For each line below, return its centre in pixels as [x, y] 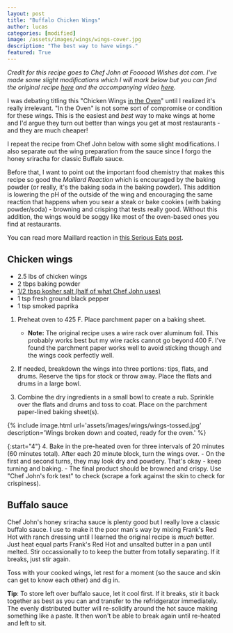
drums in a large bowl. [49, 383]
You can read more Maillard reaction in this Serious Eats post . [95, 237]
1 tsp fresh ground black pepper [63, 298]
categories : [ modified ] [42, 33]
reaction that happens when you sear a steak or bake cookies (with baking [114, 201]
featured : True [29, 53]
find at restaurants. [34, 224]
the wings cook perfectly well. [71, 355]
